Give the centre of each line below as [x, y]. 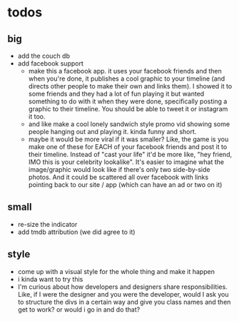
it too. [37, 116]
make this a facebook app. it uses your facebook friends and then [125, 71]
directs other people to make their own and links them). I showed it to [130, 86]
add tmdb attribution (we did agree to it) [76, 232]
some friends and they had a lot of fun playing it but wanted [116, 94]
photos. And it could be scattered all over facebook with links [118, 177]
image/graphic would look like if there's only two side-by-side [119, 169]
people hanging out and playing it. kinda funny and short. [112, 132]
